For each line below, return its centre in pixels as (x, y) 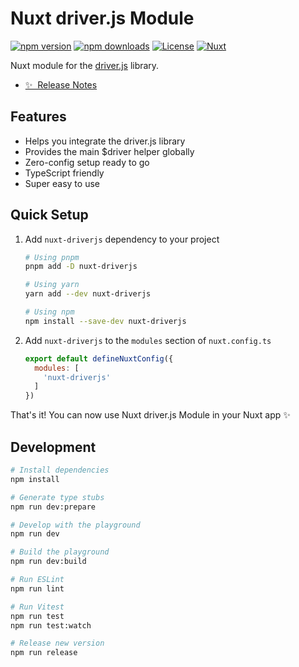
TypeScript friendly (64, 173)
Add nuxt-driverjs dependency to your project (122, 239)
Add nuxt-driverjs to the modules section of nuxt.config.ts (148, 340)
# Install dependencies (60, 470)
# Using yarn (52, 285)
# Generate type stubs (57, 497)
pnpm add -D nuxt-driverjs (81, 267)
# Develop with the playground (75, 525)
